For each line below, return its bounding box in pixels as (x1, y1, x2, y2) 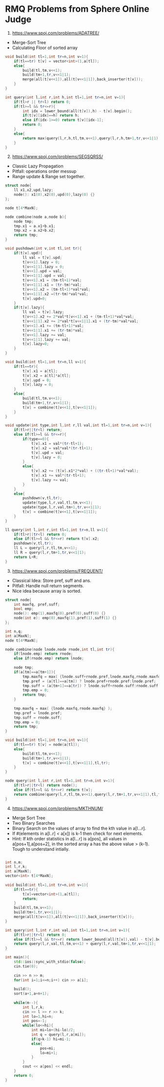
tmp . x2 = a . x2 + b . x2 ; (14, 228, 56, 233)
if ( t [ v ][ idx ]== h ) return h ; (22, 113, 80, 118)
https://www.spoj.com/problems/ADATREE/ (12, 30, 100, 36)
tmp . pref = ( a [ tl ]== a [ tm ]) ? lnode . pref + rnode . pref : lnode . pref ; (22, 679, 156, 684)
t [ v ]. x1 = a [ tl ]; (22, 369, 58, 373)
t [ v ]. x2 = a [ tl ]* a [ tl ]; (22, 373, 71, 378)
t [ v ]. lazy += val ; (31, 477, 69, 483)
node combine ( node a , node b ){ (5, 214, 67, 219)
